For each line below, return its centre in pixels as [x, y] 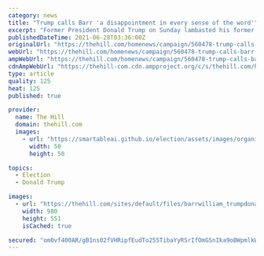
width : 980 [40, 211]
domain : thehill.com [49, 125]
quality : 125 [29, 81]
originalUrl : [29, 45]
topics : [21, 168]
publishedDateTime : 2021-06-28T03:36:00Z [77, 37]
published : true [35, 96]
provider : [24, 110]
